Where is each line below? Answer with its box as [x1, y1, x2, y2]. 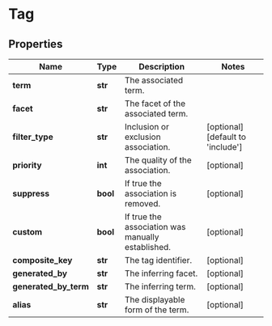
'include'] [206, 142, 243, 152]
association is [124, 188, 176, 199]
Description [138, 61, 185, 72]
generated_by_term [12, 281, 89, 292]
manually [124, 231, 159, 243]
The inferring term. [124, 281, 197, 292]
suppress [12, 188, 50, 199]
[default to [206, 131, 247, 142]
